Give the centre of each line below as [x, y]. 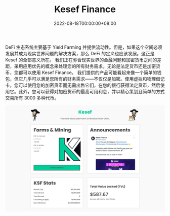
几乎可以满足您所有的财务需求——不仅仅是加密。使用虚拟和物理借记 [94, 79]
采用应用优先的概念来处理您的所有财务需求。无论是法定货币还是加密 [85, 66]
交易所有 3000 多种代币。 [32, 98]
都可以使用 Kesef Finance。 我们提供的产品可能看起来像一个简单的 [88, 73]
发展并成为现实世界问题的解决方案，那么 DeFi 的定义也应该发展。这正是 [80, 53]
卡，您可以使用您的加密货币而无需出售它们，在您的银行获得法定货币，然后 [83, 85]
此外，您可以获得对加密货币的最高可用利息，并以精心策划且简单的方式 [92, 91]
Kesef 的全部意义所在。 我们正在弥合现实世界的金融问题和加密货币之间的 [81, 60]
